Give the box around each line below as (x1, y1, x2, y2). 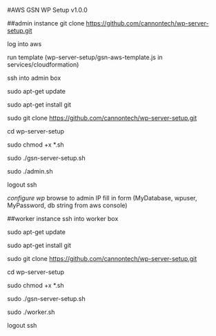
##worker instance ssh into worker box (7, 215, 119, 222)
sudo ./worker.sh (7, 308, 55, 316)
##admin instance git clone (7, 19, 85, 27)
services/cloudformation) (7, 61, 79, 68)
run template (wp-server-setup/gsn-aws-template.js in (7, 53, 164, 61)
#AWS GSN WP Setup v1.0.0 (7, 6, 88, 14)
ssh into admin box (7, 74, 61, 82)
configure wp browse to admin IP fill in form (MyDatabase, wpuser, (7, 194, 197, 202)
